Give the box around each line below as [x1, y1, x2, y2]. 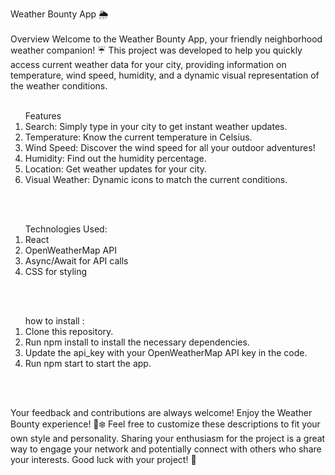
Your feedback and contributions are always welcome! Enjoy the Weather [10, 407, 313, 418]
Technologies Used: [24, 223, 108, 235]
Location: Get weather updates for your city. [24, 163, 208, 175]
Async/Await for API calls [24, 255, 129, 267]
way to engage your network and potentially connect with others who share [10, 443, 322, 455]
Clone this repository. [24, 326, 114, 337]
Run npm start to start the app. [24, 358, 152, 369]
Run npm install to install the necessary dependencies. [24, 336, 250, 348]
